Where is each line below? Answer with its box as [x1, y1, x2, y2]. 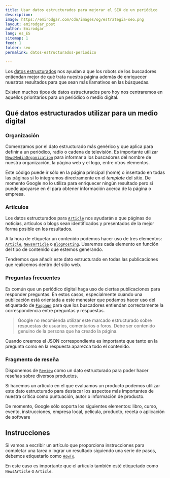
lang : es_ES [5, 31, 30, 36]
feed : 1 [5, 41, 22, 46]
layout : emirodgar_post [5, 21, 56, 27]
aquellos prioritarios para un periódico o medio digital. [5, 94, 119, 100]
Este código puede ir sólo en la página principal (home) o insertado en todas [5, 169, 165, 175]
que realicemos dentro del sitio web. [5, 262, 82, 268]
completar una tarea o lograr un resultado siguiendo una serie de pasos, [5, 447, 156, 454]
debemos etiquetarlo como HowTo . [5, 453, 76, 459]
